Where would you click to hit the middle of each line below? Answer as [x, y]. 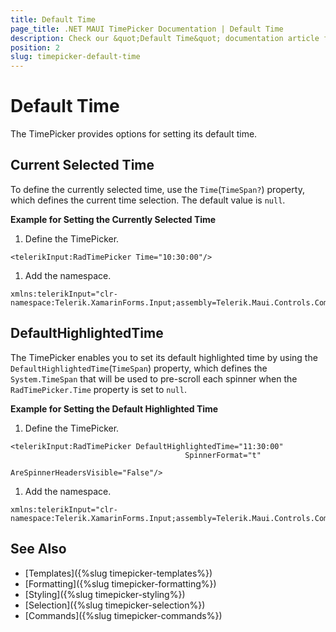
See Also [38, 549]
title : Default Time [53, 19]
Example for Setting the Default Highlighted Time [114, 408]
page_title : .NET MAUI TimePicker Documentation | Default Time [147, 29]
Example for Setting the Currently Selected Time [113, 219]
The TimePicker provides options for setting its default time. [134, 134]
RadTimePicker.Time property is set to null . [98, 389]
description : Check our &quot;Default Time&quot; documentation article [165, 38]
